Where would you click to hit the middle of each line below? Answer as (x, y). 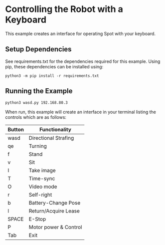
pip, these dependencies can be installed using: (54, 66)
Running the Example (39, 91)
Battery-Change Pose (55, 203)
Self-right (40, 195)
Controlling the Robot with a (64, 9)
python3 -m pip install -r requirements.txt (52, 76)
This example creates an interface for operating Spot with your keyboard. (81, 33)
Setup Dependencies (38, 49)
